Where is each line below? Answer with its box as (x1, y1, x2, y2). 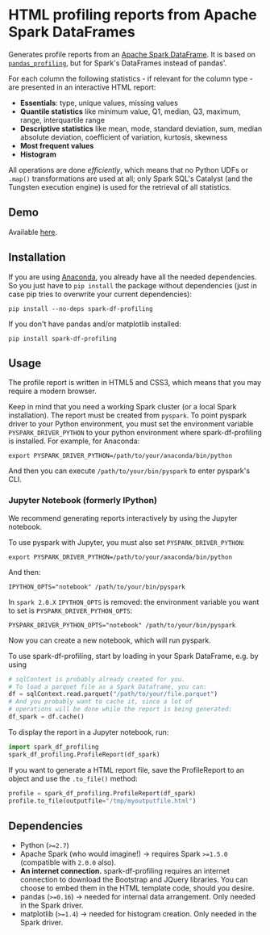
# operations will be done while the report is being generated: (8, 705, 232, 714)
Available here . (8, 227, 58, 237)
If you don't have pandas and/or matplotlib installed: (8, 319, 181, 329)
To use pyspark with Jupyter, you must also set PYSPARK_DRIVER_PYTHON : (8, 537, 245, 547)
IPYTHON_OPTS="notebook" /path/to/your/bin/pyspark (8, 583, 185, 591)
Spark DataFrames (8, 23, 135, 41)
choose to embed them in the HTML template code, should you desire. (19, 883, 255, 893)
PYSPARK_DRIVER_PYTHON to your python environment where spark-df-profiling (8, 428, 262, 438)
